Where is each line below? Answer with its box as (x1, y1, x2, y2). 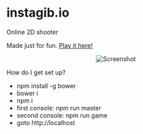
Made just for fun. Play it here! (6, 41, 93, 49)
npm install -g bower (16, 81, 76, 90)
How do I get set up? (6, 68, 66, 76)
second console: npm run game (16, 111, 108, 119)
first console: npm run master (16, 103, 101, 112)
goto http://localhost (16, 118, 76, 126)
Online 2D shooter (6, 28, 59, 36)
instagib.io (6, 5, 70, 21)
